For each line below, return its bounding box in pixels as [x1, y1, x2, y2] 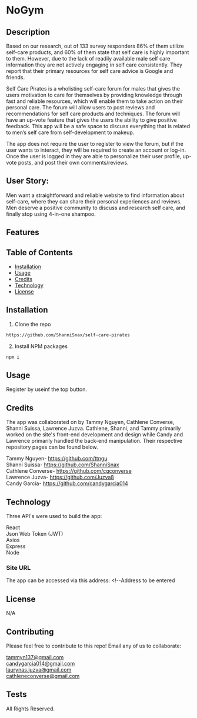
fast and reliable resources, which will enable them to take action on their [6, 98, 183, 105]
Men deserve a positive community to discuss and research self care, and [6, 204, 185, 211]
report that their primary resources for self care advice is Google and [6, 68, 173, 74]
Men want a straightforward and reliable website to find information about [6, 192, 185, 199]
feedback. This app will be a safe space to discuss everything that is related [6, 123, 191, 129]
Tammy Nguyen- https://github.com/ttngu [6, 455, 108, 462]
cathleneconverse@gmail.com [6, 672, 80, 679]
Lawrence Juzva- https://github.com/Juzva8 [6, 474, 115, 481]
